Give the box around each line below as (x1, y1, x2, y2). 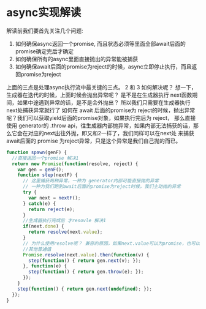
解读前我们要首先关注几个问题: (6, 27, 84, 34)
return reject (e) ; (28, 206, 75, 212)
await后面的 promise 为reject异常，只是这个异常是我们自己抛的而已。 (6, 137, 181, 144)
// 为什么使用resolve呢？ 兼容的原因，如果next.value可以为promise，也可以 (22, 240, 200, 247)
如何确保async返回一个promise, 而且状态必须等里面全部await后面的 (15, 40, 186, 47)
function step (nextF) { (17, 172, 78, 178)
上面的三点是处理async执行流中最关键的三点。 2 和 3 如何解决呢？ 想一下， (6, 83, 197, 91)
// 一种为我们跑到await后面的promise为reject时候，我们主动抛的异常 (22, 184, 181, 190)
